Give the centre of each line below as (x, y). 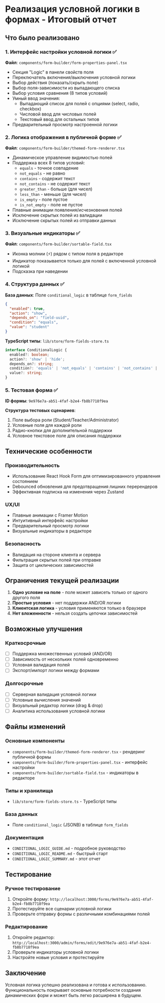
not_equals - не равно (42, 173)
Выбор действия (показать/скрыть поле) (55, 82)
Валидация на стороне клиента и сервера (56, 555)
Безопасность (23, 544)
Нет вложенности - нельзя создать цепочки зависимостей (75, 613)
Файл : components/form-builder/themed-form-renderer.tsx (65, 148)
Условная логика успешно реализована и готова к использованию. (76, 985)
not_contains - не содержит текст (55, 184)
